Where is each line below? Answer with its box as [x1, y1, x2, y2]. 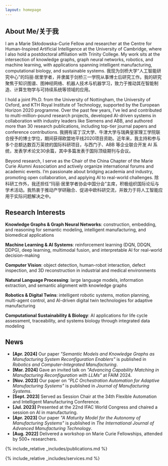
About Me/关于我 [5, 27, 59, 36]
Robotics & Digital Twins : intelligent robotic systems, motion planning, [5, 292, 150, 298]
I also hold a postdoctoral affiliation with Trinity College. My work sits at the [5, 51, 160, 58]
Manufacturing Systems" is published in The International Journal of [12, 420, 154, 426]
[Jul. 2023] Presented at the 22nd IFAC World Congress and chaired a [12, 404, 158, 410]
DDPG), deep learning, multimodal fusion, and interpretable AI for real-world [5, 247, 162, 253]
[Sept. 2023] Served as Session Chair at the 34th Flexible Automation [12, 393, 157, 399]
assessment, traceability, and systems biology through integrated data [5, 318, 150, 324]
